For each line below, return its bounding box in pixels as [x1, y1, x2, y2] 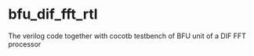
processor [8, 39, 42, 48]
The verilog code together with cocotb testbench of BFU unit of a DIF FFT [8, 31, 247, 40]
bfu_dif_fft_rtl [8, 5, 98, 23]
